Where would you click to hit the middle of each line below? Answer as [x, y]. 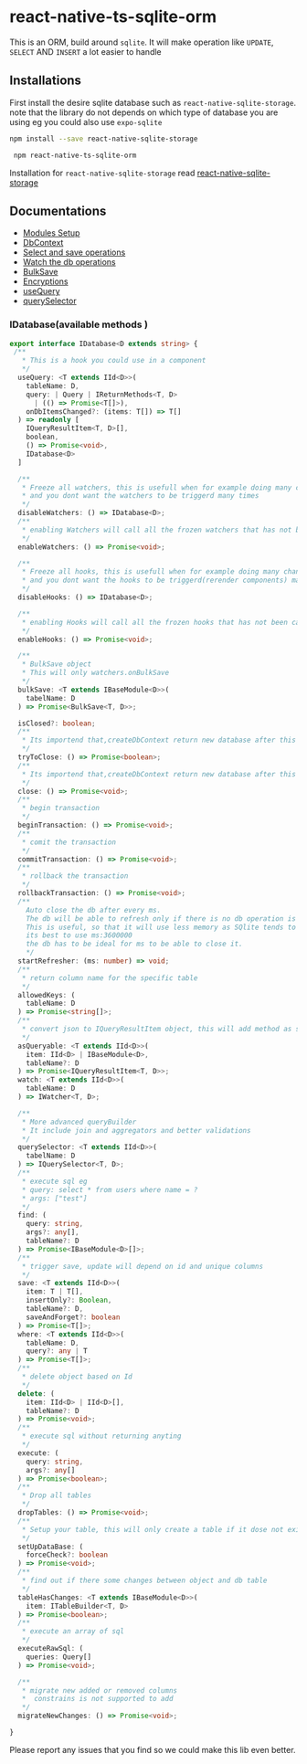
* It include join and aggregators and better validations [136, 1130]
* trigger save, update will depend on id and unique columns [142, 1266]
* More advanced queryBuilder [79, 1122]
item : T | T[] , [55, 1292]
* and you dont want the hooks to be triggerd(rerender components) [154, 581]
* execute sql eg [55, 1181]
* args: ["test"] [55, 1199]
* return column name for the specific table [110, 978]
